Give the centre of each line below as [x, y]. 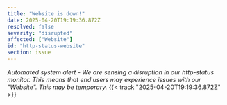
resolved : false [31, 26]
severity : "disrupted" [40, 33]
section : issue [29, 53]
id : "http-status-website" [46, 46]
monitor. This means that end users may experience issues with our [104, 79]
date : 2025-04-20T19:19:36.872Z [54, 20]
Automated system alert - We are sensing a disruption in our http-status [110, 72]
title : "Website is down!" [46, 14]
